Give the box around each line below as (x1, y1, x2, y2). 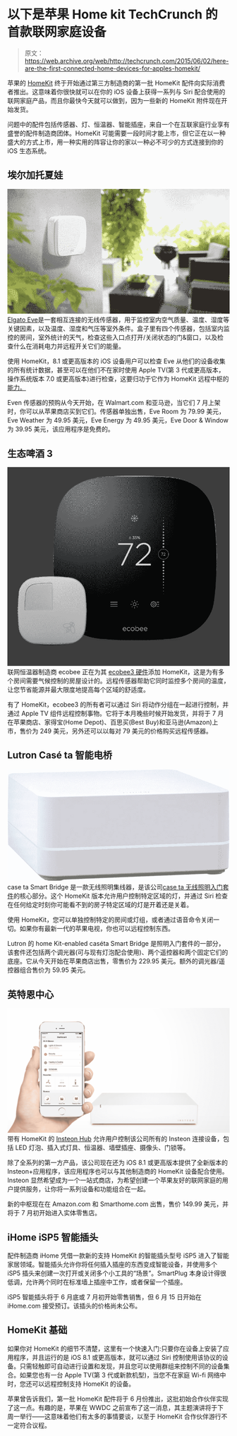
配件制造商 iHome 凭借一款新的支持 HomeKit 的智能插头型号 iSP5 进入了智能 (7, 1251, 229, 1260)
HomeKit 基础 (7, 1324, 68, 1337)
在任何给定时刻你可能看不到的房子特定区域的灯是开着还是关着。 (7, 901, 193, 909)
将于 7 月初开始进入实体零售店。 (7, 1209, 101, 1217)
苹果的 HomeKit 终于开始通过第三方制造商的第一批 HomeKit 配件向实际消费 (7, 78, 226, 87)
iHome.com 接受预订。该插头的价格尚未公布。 (7, 1301, 142, 1310)
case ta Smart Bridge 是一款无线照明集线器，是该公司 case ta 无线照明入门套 (7, 883, 229, 892)
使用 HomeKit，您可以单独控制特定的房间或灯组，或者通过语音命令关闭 (7, 915, 214, 924)
